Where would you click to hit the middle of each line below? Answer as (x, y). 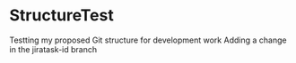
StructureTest (61, 16)
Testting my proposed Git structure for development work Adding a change (148, 40)
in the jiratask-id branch (53, 49)
